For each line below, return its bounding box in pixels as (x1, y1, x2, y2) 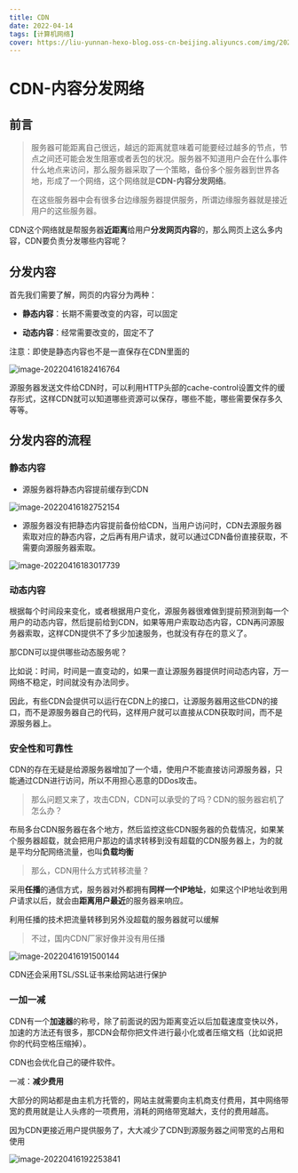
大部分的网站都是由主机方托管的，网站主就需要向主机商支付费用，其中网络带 (9, 1095, 289, 1105)
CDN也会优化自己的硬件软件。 (9, 1057, 120, 1067)
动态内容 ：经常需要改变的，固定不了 (21, 327, 155, 338)
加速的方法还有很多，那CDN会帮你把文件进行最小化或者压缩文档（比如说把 (9, 1026, 283, 1037)
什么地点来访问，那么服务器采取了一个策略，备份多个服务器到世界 (30, 165, 272, 175)
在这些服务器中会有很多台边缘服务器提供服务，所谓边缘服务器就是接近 (30, 195, 288, 205)
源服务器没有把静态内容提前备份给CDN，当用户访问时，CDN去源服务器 (21, 519, 282, 530)
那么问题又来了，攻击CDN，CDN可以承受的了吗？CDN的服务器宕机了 (30, 794, 286, 805)
